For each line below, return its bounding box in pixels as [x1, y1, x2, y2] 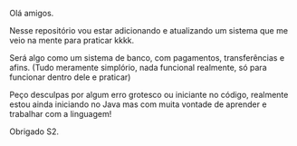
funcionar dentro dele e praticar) [9, 72, 131, 83]
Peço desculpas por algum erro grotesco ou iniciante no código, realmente [9, 90, 289, 100]
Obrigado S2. [9, 126, 59, 137]
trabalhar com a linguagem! [9, 109, 112, 119]
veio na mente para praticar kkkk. [9, 35, 135, 45]
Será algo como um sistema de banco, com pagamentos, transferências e [9, 53, 285, 63]
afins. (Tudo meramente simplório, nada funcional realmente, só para [9, 63, 267, 73]
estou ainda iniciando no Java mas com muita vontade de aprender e [9, 99, 267, 110]
